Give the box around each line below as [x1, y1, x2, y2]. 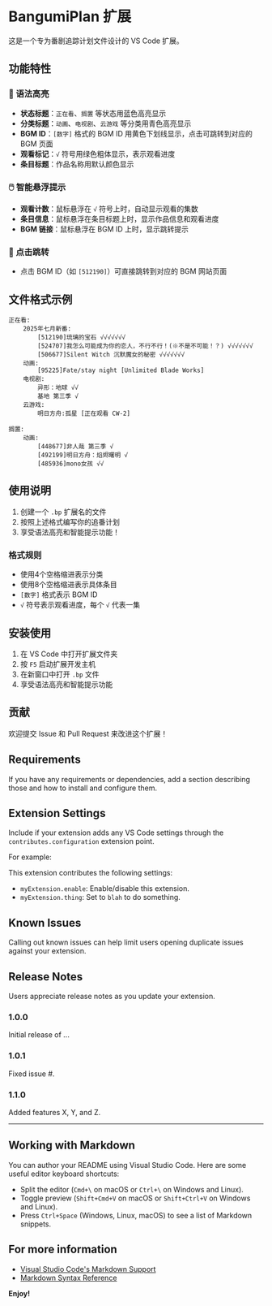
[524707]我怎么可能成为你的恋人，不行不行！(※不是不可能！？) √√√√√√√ [37, 342, 253, 350]
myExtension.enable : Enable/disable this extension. [19, 884, 190, 893]
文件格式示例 [8, 292, 73, 306]
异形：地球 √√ [37, 383, 79, 392]
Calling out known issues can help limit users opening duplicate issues [8, 937, 244, 947]
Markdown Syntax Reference [19, 1273, 117, 1282]
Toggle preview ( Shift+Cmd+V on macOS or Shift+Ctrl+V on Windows [19, 1193, 251, 1203]
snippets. [19, 1219, 52, 1229]
